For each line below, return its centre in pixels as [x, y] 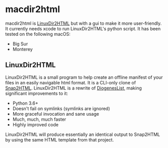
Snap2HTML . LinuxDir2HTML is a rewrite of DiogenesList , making [74, 88]
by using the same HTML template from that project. [60, 139]
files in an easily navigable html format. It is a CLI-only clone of [71, 82]
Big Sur [20, 43]
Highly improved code [36, 124]
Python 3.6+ [25, 103]
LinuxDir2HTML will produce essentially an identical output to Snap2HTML [83, 134]
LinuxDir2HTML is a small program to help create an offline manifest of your [84, 77]
